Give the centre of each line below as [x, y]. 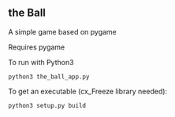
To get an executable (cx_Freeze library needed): [88, 91]
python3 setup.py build [47, 105]
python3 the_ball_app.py [49, 77]
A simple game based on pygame [62, 31]
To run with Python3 [41, 62]
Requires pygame [37, 47]
